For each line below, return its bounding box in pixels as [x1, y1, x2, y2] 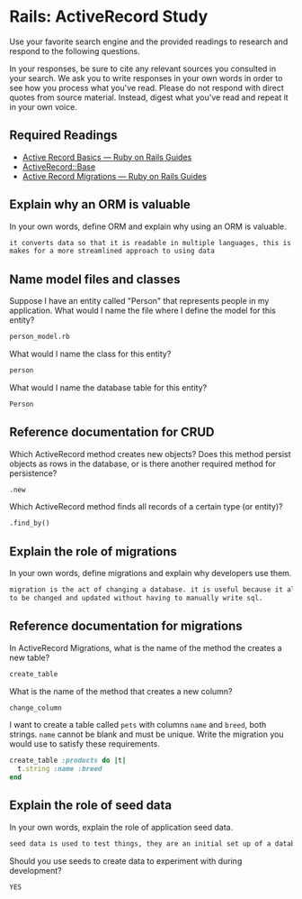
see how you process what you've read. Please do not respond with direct [9, 82, 285, 93]
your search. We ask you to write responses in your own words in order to [9, 72, 283, 83]
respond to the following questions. [9, 45, 141, 56]
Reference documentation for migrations [9, 619, 243, 634]
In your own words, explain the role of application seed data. [9, 821, 234, 832]
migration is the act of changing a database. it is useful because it [9, 585, 283, 594]
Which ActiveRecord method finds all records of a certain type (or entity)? [9, 501, 283, 512]
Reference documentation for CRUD [9, 425, 215, 440]
